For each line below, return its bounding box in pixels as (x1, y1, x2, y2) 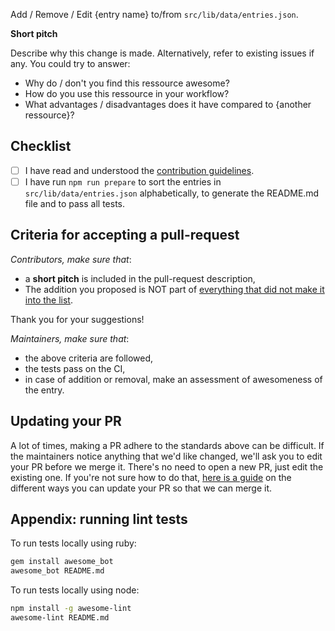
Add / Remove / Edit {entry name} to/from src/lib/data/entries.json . (10, 9, 299, 20)
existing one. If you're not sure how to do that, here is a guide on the (10, 471, 292, 483)
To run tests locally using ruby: (10, 537, 137, 549)
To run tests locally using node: (10, 584, 140, 596)
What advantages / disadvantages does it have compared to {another (24, 99, 312, 110)
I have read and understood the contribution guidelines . (24, 164, 255, 176)
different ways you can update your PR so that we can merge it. (10, 482, 273, 494)
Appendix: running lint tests (10, 510, 188, 528)
